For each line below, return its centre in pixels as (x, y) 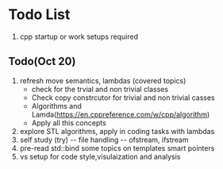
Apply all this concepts (69, 123)
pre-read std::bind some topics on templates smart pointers (117, 148)
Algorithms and (56, 106)
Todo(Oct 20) (42, 61)
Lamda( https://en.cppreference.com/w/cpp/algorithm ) (121, 114)
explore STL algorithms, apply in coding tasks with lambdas (117, 131)
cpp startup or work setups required (79, 36)
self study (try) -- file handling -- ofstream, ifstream (104, 140)
